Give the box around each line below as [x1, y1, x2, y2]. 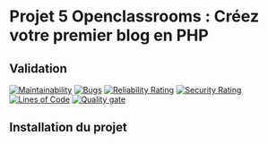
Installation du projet [9, 120, 127, 135]
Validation [9, 61, 67, 76]
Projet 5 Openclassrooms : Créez [9, 6, 260, 27]
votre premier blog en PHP [9, 25, 209, 46]
